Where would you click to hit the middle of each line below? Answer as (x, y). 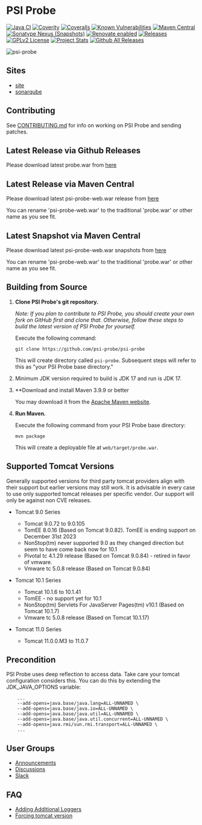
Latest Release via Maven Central (70, 184)
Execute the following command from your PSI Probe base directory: (100, 425)
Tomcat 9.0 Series (38, 512)
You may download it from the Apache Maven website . (83, 401)
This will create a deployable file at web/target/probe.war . (87, 447)
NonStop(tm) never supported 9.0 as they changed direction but (104, 543)
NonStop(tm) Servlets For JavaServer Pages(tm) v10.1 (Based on (104, 605)
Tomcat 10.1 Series (38, 580)
